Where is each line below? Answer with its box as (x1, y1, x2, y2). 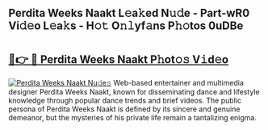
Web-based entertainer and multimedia (113, 78, 245, 87)
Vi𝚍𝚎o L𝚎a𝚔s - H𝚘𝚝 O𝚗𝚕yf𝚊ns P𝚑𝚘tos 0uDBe (8, 19, 244, 33)
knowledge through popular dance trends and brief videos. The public (8, 96, 242, 105)
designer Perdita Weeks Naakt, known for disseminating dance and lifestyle (8, 87, 260, 96)
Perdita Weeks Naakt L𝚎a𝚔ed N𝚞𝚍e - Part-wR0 (8, 6, 250, 20)
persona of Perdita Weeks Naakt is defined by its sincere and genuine (8, 104, 241, 114)
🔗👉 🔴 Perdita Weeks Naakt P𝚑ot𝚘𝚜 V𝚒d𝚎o (8, 52, 228, 66)
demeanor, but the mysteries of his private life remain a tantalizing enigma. (8, 113, 257, 122)
